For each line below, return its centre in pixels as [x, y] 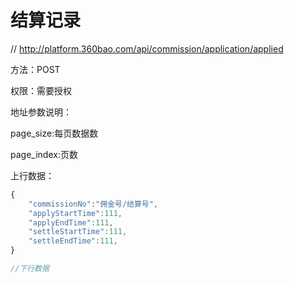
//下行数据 [30, 269]
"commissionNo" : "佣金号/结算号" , [93, 204]
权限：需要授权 [41, 90]
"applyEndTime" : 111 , [71, 222]
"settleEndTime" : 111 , [73, 241]
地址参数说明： [41, 112]
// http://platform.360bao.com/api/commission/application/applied [147, 48]
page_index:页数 [44, 154]
